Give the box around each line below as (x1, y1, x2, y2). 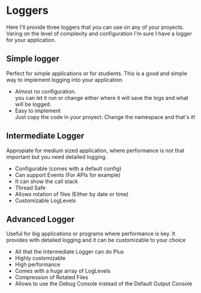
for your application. (6, 36, 56, 43)
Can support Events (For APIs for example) (14, 171, 121, 178)
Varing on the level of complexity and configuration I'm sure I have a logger (6, 29, 192, 37)
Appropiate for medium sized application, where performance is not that (6, 147, 185, 154)
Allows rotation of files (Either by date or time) (14, 190, 129, 197)
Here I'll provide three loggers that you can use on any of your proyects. (6, 23, 185, 31)
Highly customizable (14, 254, 66, 262)
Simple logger (6, 54, 60, 64)
